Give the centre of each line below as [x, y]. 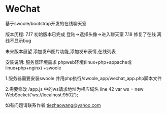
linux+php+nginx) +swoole [34, 68]
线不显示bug [18, 41]
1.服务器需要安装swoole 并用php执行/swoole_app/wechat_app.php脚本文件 [84, 78]
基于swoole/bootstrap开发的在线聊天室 [46, 23]
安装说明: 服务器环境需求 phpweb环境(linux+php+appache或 [69, 62]
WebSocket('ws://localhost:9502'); [42, 95]
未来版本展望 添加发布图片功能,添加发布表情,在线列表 [61, 51]
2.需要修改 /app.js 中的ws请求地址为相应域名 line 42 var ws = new [74, 89]
